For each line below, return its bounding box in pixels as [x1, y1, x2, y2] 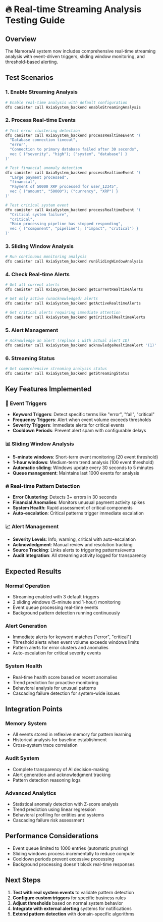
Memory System [5, 720, 47, 727]
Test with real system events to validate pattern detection [12, 889, 134, 895]
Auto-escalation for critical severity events [12, 650, 101, 656]
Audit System [5, 755, 39, 762]
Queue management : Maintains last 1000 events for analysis [12, 470, 140, 476]
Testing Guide [5, 15, 65, 26]
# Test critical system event [5, 202, 69, 208]
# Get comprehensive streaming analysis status [5, 366, 107, 372]
